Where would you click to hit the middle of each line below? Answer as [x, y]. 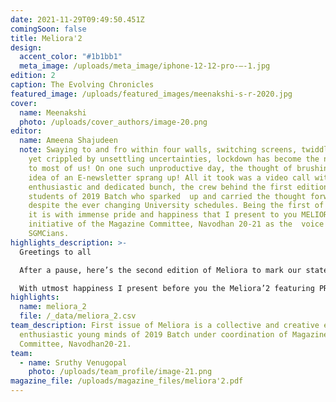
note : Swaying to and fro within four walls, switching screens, [158, 150]
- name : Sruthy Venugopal [73, 362]
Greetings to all [55, 252]
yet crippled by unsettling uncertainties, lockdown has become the [174, 159]
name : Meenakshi [53, 112]
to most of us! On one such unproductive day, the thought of [160, 168]
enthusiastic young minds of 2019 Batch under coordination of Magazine [174, 334]
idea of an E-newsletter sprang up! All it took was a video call [169, 177]
